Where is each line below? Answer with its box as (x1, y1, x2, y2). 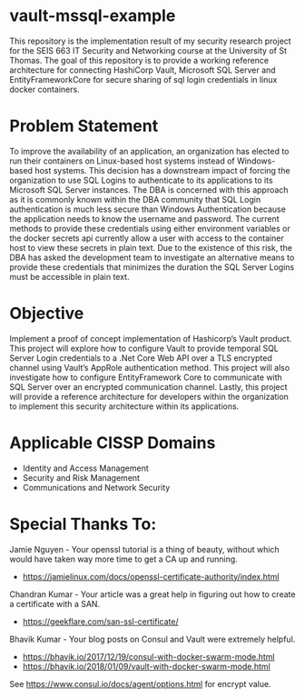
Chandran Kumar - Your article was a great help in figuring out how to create (9, 588, 296, 600)
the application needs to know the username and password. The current (9, 213, 280, 224)
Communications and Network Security (22, 482, 171, 493)
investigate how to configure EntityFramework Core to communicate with (9, 372, 283, 383)
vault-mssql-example (9, 5, 176, 26)
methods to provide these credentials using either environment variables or (9, 223, 290, 234)
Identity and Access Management (22, 463, 150, 474)
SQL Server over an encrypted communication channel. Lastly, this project (9, 381, 288, 392)
